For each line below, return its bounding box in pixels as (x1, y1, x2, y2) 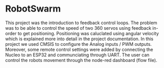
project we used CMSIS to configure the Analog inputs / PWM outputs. (5, 41, 152, 47)
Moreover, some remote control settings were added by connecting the (5, 46, 153, 52)
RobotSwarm (5, 3, 61, 15)
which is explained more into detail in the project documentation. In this (5, 36, 154, 42)
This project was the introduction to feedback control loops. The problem (5, 20, 157, 26)
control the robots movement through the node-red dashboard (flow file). (5, 57, 157, 63)
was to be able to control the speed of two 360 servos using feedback (5, 25, 151, 31)
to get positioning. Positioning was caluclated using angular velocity (17, 30, 159, 36)
